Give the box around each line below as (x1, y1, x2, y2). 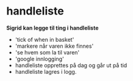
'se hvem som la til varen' (15, 48, 80, 56)
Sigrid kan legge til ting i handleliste (6, 24, 99, 31)
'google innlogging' (15, 55, 64, 62)
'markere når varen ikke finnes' (15, 42, 94, 50)
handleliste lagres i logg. (15, 68, 77, 75)
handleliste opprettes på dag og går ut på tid (15, 62, 128, 69)
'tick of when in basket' (15, 36, 74, 43)
